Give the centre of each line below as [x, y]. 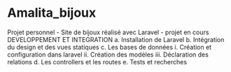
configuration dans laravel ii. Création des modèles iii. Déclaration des [108, 55]
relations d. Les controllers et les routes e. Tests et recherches [97, 62]
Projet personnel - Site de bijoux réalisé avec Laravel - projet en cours [108, 32]
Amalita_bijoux [52, 13]
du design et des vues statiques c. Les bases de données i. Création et [110, 47]
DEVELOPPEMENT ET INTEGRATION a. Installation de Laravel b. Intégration [116, 39]
